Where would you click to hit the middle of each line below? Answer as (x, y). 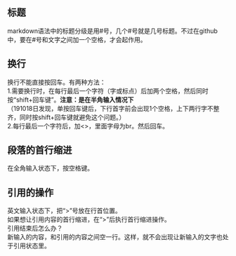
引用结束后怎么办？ (35, 228)
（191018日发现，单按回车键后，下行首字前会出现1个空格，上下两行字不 (110, 108)
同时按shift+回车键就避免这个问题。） (72, 117)
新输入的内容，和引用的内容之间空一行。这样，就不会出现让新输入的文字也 (115, 237)
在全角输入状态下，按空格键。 (50, 168)
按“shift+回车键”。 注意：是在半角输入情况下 (71, 100)
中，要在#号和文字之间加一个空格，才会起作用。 (77, 39)
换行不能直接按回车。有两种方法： (57, 82)
